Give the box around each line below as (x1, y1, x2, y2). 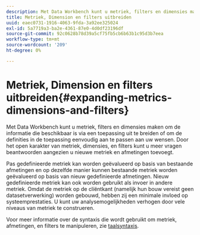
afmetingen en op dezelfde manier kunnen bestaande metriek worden (6, 166, 177, 173)
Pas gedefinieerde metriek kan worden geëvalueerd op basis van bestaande (6, 160, 193, 167)
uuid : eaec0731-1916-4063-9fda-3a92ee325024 (6, 20, 118, 26)
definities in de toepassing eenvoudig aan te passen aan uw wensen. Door (6, 136, 189, 143)
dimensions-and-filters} (6, 104, 129, 117)
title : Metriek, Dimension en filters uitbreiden (6, 14, 132, 20)
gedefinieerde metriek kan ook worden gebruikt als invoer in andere (6, 179, 173, 186)
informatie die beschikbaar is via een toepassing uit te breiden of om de (6, 129, 183, 137)
